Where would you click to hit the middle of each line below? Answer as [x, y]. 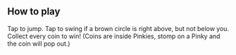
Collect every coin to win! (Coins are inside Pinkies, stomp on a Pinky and [114, 36]
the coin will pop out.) [39, 43]
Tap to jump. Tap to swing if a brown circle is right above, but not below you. [118, 28]
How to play [34, 12]
